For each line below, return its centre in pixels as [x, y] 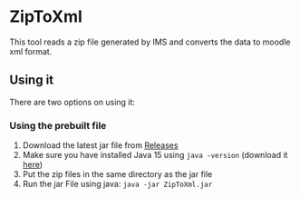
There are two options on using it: [73, 102]
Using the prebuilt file [58, 125]
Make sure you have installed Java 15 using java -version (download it [155, 155]
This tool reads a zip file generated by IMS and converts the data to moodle [150, 42]
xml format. [31, 51]
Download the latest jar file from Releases [100, 145]
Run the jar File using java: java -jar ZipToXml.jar [117, 184]
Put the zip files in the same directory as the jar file [117, 174]
